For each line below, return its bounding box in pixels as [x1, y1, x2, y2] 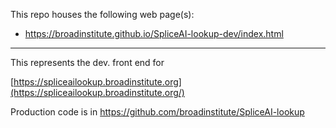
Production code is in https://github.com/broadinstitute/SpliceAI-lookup [10, 106, 305, 118]
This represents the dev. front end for [10, 57, 165, 68]
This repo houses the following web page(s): [10, 9, 195, 20]
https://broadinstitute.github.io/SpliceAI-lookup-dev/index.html [24, 28, 284, 39]
